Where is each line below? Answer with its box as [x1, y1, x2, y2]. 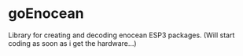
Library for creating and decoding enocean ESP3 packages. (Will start [8, 30, 235, 40]
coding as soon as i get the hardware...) [8, 38, 137, 47]
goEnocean [8, 5, 84, 23]
